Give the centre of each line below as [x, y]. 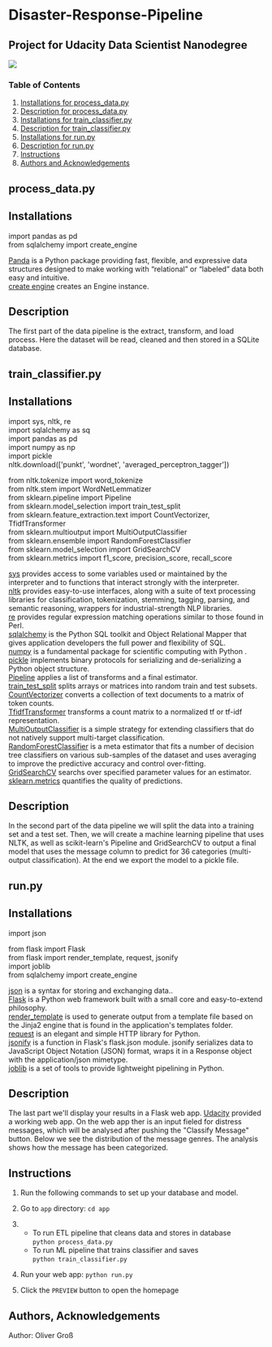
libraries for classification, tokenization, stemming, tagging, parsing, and [129, 600]
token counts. [31, 703]
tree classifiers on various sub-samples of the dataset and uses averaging [133, 755]
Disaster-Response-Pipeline [106, 15]
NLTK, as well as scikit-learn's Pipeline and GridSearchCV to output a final [132, 843]
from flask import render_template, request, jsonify [93, 957]
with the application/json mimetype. [68, 1059]
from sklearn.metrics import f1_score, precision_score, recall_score [121, 557]
